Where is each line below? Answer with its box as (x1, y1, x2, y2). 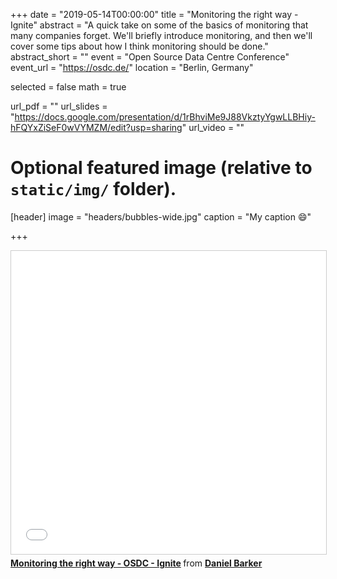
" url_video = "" (181, 122, 245, 133)
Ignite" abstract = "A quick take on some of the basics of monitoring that (10, 19, 309, 31)
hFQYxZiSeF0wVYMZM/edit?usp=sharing (10, 122, 183, 133)
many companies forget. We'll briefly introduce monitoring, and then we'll (10, 30, 313, 41)
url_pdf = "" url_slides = (10, 100, 108, 112)
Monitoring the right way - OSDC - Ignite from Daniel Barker (10, 557, 263, 569)
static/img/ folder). (10, 178, 177, 201)
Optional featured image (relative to (10, 157, 313, 179)
